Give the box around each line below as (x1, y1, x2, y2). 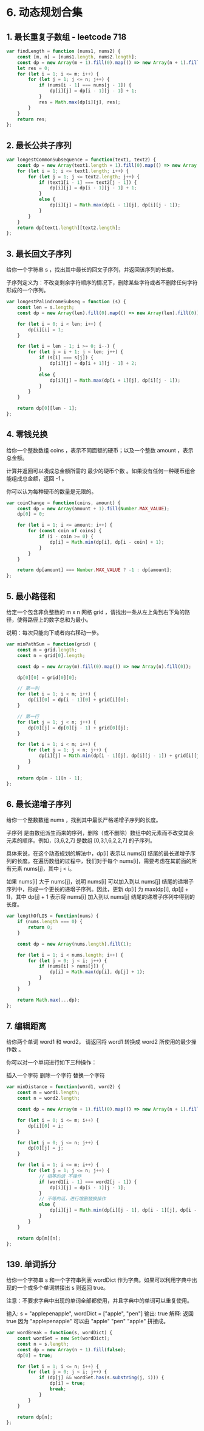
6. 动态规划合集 (6, 5, 83, 19)
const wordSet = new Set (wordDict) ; (17, 1335, 110, 1341)
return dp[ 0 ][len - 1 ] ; (17, 406, 78, 412)
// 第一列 (17, 686, 39, 692)
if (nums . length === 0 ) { (17, 919, 83, 925)
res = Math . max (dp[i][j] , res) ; (38, 99, 121, 105)
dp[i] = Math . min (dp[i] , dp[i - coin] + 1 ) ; (49, 539, 165, 545)
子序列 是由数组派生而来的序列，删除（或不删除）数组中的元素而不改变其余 (6, 829, 194, 837)
